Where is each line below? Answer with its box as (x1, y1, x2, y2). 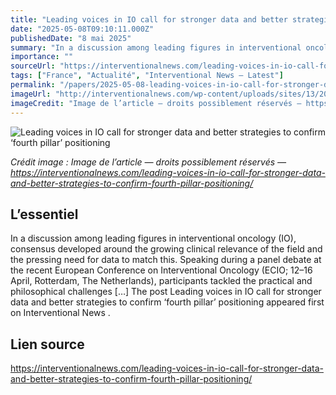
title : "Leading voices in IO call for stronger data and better (10, 14, 288, 25)
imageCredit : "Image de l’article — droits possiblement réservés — (10, 98, 302, 108)
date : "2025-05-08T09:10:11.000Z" (10, 24, 155, 34)
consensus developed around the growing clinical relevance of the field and (10, 243, 323, 255)
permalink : (10, 80, 56, 90)
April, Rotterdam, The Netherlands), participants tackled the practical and (10, 275, 313, 287)
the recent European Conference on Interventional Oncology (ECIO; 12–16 (10, 264, 313, 276)
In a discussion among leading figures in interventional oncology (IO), (10, 232, 297, 245)
